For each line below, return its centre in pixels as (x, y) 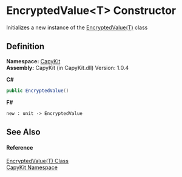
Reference (20, 147)
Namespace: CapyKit (33, 61)
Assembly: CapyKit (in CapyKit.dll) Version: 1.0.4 (68, 68)
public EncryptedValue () (38, 91)
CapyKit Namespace (32, 167)
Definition (25, 47)
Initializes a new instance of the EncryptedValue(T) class (77, 27)
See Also (23, 132)
